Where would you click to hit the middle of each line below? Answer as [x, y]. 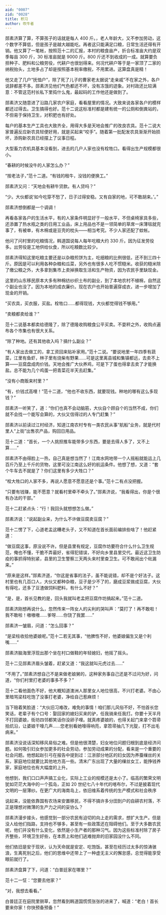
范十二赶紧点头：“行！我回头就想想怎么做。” [49, 509]
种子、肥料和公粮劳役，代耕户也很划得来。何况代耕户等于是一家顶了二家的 [85, 63]
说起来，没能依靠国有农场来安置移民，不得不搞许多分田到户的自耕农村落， [81, 801]
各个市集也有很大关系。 [33, 331]
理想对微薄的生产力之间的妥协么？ [48, 807]
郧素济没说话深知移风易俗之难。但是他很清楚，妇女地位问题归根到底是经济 [81, 743]
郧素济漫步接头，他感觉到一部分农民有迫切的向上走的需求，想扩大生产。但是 [83, 818]
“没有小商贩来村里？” [27, 381]
